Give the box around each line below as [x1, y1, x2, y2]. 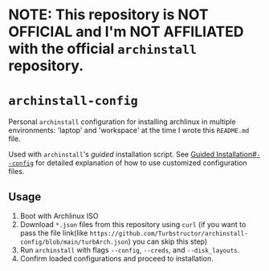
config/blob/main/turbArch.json [19, 238, 128, 246]
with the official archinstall [8, 40, 198, 58]
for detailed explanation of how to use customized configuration [35, 158, 247, 168]
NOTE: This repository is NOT [8, 6, 209, 24]
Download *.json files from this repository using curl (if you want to [19, 219, 247, 229]
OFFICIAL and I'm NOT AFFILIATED [8, 22, 244, 41]
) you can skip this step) [128, 237, 208, 246]
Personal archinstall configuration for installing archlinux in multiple [8, 117, 236, 127]
